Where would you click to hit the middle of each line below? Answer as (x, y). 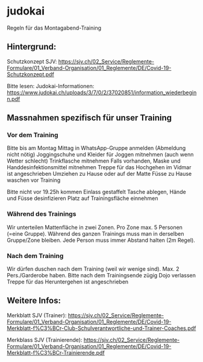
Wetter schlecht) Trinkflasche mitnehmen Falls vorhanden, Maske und (94, 161)
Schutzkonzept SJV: (32, 61)
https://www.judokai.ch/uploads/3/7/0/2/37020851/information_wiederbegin (102, 92)
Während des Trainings (42, 214)
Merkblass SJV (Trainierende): (45, 340)
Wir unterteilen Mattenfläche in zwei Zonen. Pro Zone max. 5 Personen (95, 227)
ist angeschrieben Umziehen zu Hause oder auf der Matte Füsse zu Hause (99, 174)
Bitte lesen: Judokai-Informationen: (51, 86)
